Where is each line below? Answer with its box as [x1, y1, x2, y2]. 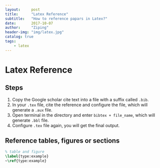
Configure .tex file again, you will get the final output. [12, 122, 120, 128]
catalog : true [5, 35, 34, 39]
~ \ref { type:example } [5, 159, 47, 164]
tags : [5, 39, 16, 44]
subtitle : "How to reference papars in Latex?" [5, 16, 108, 21]
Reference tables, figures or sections [5, 137, 120, 145]
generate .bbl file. [12, 117, 49, 123]
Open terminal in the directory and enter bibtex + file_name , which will [12, 112, 156, 118]
